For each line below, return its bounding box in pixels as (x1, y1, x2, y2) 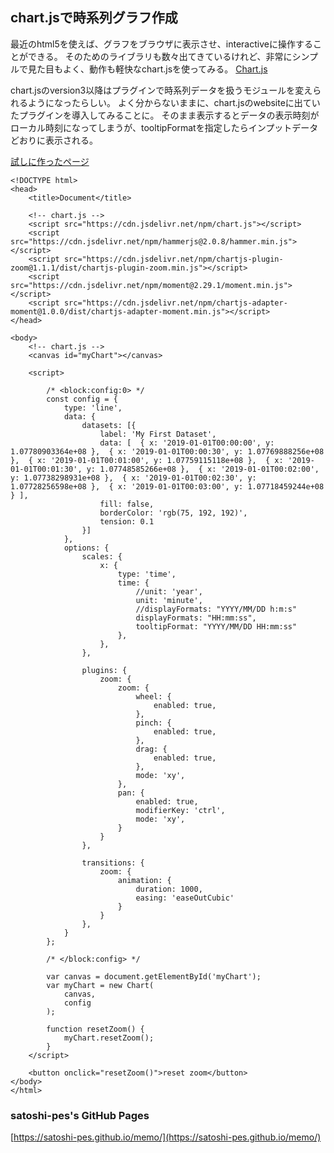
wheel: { (135, 691, 172, 702)
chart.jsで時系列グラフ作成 (10, 9, 178, 27)
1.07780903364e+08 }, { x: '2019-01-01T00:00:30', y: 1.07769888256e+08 (10, 446, 325, 457)
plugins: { (81, 665, 128, 675)
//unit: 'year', (135, 586, 203, 597)
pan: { (117, 788, 145, 798)
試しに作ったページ (10, 155, 90, 167)
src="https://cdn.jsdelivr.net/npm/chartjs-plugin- (63, 254, 284, 264)
